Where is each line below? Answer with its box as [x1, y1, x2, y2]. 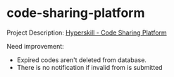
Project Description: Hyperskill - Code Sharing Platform [6, 28, 167, 37]
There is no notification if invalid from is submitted [16, 63, 163, 71]
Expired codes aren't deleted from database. [16, 55, 147, 64]
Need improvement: [6, 42, 64, 50]
